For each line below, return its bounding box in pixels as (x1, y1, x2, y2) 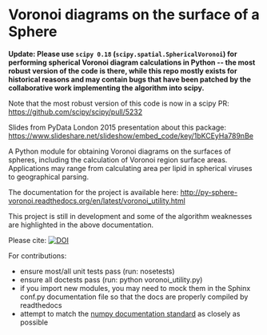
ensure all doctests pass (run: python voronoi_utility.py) (19, 274, 203, 285)
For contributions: (8, 250, 67, 261)
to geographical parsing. (8, 172, 90, 181)
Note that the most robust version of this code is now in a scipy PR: (8, 98, 229, 108)
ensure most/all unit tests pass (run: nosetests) (19, 266, 175, 276)
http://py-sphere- (180, 187, 238, 197)
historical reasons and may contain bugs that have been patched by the (8, 74, 252, 84)
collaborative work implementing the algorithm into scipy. (8, 82, 205, 93)
